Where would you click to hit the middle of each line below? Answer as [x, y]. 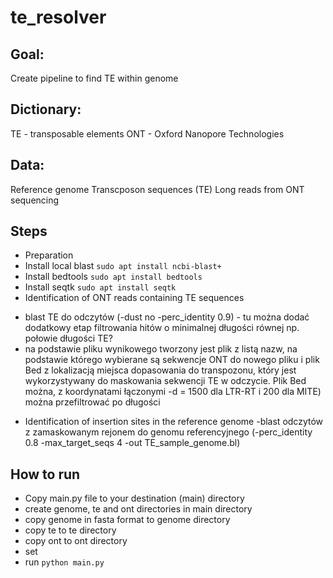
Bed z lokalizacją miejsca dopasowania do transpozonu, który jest [160, 370]
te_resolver [58, 17]
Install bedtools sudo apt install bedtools [113, 277]
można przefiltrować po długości [92, 402]
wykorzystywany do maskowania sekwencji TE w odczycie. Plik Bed [165, 381]
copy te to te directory [70, 530]
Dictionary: [46, 109]
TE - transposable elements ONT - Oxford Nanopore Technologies [147, 133]
